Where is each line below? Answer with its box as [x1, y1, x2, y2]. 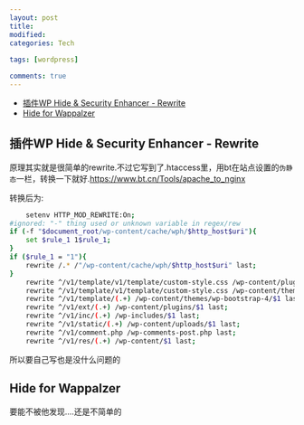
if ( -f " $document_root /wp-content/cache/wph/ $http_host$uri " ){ [9, 227, 257, 236]
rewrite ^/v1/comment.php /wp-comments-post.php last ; [25, 327, 237, 337]
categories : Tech [9, 38, 75, 48]
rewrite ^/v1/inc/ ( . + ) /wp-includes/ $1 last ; [25, 311, 201, 321]
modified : [9, 30, 47, 39]
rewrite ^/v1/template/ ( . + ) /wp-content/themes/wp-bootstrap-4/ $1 [25, 295, 281, 304]
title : [9, 22, 34, 31]
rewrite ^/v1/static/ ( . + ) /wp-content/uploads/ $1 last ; [25, 320, 242, 329]
